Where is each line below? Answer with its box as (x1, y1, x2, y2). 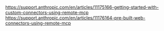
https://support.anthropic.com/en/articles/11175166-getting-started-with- (5, 4, 159, 10)
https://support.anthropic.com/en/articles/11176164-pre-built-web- (5, 15, 146, 20)
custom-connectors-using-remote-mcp (5, 9, 89, 15)
